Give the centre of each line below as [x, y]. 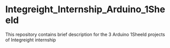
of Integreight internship [31, 40]
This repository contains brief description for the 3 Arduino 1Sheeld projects [85, 34]
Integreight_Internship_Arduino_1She [85, 9]
